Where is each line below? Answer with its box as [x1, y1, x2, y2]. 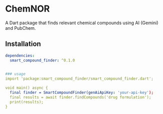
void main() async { [5, 85, 49, 91]
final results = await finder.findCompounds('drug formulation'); [10, 94, 151, 100]
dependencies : [5, 53, 35, 58]
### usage [5, 72, 26, 77]
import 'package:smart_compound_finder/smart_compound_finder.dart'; [5, 76, 154, 81]
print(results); [10, 99, 44, 104]
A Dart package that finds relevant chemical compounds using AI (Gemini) [5, 20, 159, 26]
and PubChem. [5, 25, 36, 31]
